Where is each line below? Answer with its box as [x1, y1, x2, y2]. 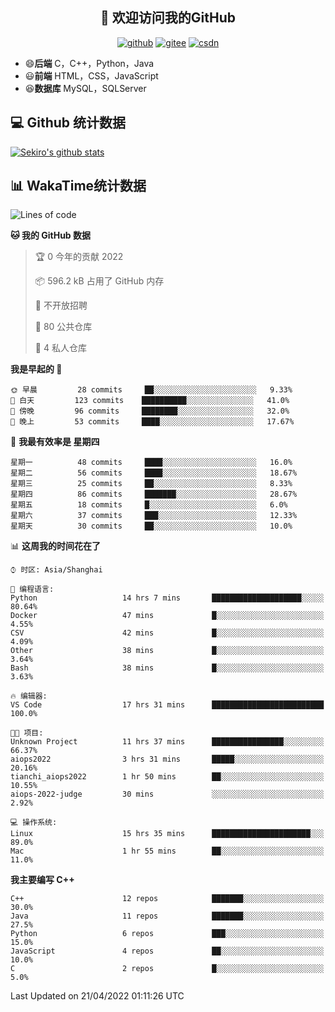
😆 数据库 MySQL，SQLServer [24, 82, 147, 94]
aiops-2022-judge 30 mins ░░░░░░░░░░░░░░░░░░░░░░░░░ [10, 789, 325, 800]
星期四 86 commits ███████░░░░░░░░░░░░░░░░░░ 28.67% [10, 489, 298, 500]
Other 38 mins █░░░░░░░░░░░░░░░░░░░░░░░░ [10, 646, 325, 656]
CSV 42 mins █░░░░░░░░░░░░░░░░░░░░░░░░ [10, 628, 325, 638]
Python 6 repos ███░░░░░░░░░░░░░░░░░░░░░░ [10, 929, 325, 939]
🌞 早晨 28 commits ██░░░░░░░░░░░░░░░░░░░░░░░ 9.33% [10, 385, 293, 395]
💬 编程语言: [10, 584, 55, 595]
